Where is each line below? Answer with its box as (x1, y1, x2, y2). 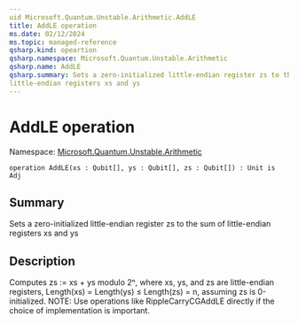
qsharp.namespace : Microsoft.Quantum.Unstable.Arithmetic (9, 54, 228, 63)
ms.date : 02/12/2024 (9, 29, 86, 38)
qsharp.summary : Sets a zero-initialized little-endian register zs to (9, 71, 279, 80)
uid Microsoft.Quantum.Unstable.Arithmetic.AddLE (9, 12, 197, 22)
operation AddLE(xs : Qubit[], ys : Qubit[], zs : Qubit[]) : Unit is (9, 163, 276, 173)
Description (9, 253, 75, 268)
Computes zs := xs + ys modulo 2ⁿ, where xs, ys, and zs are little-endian (9, 277, 275, 288)
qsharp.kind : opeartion (9, 46, 98, 55)
